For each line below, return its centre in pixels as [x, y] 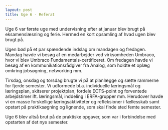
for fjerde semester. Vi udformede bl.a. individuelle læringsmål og [73, 85]
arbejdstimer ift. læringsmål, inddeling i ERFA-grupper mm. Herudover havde [84, 96]
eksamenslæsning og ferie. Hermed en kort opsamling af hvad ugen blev [80, 34]
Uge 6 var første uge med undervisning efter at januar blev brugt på [75, 29]
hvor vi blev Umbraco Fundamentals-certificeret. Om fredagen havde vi [79, 60]
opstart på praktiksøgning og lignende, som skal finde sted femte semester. [83, 107]
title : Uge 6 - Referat [30, 15]
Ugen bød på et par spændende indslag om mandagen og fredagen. [76, 49]
